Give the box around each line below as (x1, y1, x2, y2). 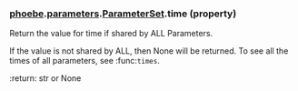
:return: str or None (9, 73, 82, 84)
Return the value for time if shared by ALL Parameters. (9, 28, 214, 39)
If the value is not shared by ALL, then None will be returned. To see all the (9, 45, 289, 56)
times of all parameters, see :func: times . (9, 56, 161, 66)
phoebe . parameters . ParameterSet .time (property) (9, 7, 237, 20)
